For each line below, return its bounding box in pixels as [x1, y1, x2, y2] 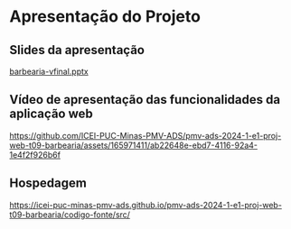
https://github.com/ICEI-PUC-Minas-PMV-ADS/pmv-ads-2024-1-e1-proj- [9, 130, 282, 141]
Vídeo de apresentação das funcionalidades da [9, 92, 281, 107]
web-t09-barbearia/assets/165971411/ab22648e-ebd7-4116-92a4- [9, 140, 258, 151]
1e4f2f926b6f [9, 149, 61, 160]
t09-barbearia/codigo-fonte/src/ [9, 209, 131, 220]
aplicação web [9, 106, 93, 122]
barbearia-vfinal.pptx [9, 66, 89, 77]
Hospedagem [9, 176, 88, 191]
